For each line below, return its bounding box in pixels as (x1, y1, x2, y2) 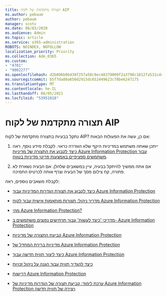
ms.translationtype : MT (5, 81, 55, 86)
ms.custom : (5, 58, 28, 63)
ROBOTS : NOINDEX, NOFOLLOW (5, 44, 61, 49)
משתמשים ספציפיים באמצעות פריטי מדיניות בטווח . (12, 154, 108, 160)
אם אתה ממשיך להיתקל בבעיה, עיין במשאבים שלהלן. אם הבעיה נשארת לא (12, 163, 152, 170)
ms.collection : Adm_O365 (5, 53, 57, 59)
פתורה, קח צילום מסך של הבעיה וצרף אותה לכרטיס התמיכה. (12, 169, 125, 175)
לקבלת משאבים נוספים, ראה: (5, 178, 60, 185)
